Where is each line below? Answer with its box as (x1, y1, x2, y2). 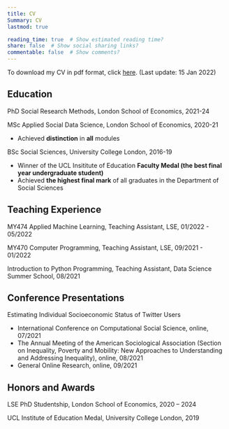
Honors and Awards (7, 381, 96, 393)
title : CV (7, 10, 36, 17)
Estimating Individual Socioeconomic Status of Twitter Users (7, 311, 182, 319)
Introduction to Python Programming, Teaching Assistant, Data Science (7, 264, 212, 273)
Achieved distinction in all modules (17, 134, 120, 142)
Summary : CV (7, 17, 42, 24)
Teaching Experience (7, 204, 102, 216)
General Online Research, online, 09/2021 (17, 361, 138, 370)
